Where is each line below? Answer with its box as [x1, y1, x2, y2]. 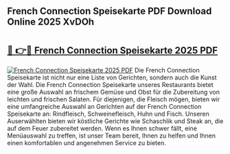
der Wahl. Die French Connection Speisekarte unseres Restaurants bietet [7, 81, 214, 88]
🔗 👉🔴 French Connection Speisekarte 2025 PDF [7, 44, 218, 56]
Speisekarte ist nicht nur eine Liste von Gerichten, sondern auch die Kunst [7, 73, 217, 81]
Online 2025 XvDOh [7, 16, 95, 28]
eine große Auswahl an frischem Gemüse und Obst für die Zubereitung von [7, 88, 220, 96]
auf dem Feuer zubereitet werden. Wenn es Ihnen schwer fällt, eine [7, 125, 198, 132]
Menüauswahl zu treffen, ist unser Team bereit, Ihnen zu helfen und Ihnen [7, 131, 216, 140]
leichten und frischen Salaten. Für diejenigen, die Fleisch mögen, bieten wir [7, 95, 220, 103]
